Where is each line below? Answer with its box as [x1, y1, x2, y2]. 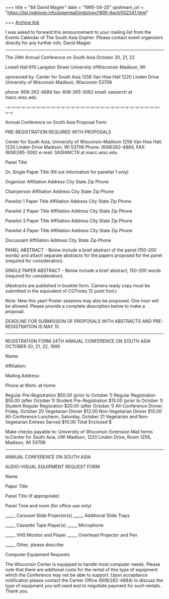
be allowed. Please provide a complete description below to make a [5, 303, 145, 309]
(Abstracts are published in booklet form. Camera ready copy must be [5, 283, 150, 289]
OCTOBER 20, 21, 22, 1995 [5, 344, 60, 349]
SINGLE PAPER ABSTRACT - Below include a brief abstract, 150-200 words [5, 268, 161, 274]
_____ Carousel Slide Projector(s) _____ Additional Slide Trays [5, 512, 130, 518]
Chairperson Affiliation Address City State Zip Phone [5, 188, 114, 194]
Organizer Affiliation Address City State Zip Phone [5, 179, 109, 184]
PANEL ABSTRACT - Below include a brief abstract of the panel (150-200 [5, 247, 157, 253]
